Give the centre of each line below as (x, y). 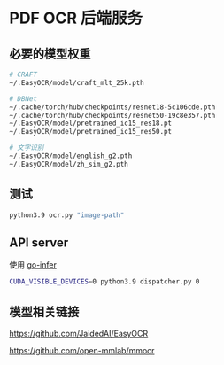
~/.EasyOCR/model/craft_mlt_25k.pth (77, 82)
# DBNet (23, 98)
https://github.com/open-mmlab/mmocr (82, 350)
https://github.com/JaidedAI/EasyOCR (79, 333)
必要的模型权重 (50, 54)
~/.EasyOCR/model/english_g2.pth (71, 156)
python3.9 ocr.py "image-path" (67, 215)
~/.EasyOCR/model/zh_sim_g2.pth (69, 164)
